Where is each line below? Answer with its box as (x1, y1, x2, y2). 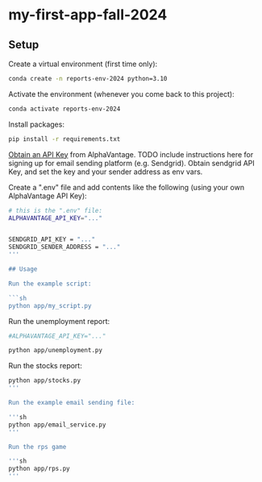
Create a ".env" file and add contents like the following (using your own (8, 182, 244, 192)
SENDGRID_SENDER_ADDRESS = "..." (8, 243, 121, 251)
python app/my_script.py (8, 301, 92, 310)
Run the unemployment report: (8, 316, 110, 326)
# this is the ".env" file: (8, 206, 103, 214)
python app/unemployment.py (8, 347, 103, 355)
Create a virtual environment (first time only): (8, 59, 158, 69)
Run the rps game (8, 443, 67, 451)
